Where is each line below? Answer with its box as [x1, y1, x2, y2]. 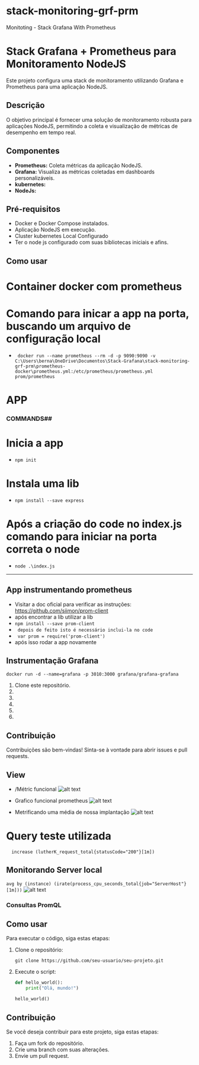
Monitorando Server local [6, 865, 102, 875]
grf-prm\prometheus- [14, 363, 66, 369]
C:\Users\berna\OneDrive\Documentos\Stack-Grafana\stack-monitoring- [14, 358, 191, 364]
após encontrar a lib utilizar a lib [14, 613, 94, 620]
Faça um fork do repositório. [14, 1039, 85, 1047]
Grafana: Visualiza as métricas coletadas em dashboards [14, 168, 155, 175]
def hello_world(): [14, 980, 63, 986]
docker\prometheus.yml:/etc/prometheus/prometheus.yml [14, 368, 153, 375]
